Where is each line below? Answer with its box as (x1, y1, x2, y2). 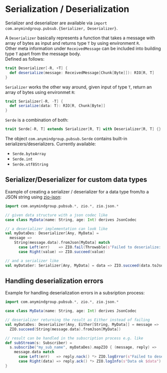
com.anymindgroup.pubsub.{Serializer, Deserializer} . (5, 25, 118, 31)
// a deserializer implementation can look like (5, 226, 108, 231)
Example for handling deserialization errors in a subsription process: (5, 290, 145, 296)
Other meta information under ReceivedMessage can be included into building (5, 45, 161, 51)
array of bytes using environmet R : (5, 89, 76, 95)
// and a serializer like (5, 258, 59, 263)
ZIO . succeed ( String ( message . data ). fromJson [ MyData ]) (9, 327, 121, 332)
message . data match (14, 350, 55, 355)
